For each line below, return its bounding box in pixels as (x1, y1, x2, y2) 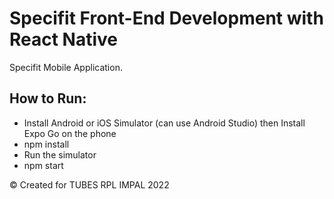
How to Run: (9, 90, 87, 107)
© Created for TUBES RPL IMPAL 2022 (9, 178, 170, 191)
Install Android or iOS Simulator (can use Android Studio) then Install (23, 117, 306, 129)
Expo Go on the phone (23, 127, 117, 139)
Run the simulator (23, 148, 97, 161)
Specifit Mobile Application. (9, 61, 123, 73)
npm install (23, 138, 70, 150)
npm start (23, 159, 64, 171)
